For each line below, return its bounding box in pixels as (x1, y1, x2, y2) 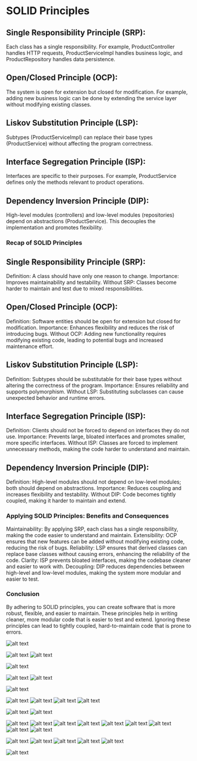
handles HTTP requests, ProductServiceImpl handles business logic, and (6, 49, 183, 57)
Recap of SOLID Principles (6, 239, 82, 247)
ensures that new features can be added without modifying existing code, (6, 538, 185, 545)
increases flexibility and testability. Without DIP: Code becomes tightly (6, 491, 176, 498)
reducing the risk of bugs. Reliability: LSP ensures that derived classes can (6, 544, 187, 551)
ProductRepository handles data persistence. (6, 56, 116, 62)
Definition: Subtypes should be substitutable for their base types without (6, 375, 182, 382)
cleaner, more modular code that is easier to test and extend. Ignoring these (6, 616, 190, 623)
